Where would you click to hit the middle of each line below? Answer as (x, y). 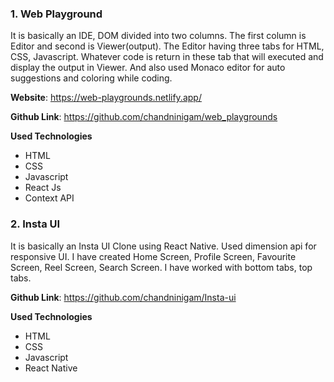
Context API (49, 198)
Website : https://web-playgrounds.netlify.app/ (106, 98)
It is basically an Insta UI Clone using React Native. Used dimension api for (163, 246)
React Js (43, 188)
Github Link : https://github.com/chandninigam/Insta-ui (123, 297)
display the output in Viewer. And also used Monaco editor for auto (148, 68)
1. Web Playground (56, 14)
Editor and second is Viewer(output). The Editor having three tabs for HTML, (167, 46)
